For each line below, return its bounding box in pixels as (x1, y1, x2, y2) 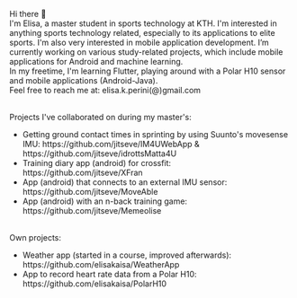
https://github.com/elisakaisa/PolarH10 (22, 278, 167, 289)
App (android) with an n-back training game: (22, 196, 187, 206)
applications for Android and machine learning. (9, 57, 184, 66)
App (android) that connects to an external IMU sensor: (22, 177, 228, 188)
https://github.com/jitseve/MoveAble (22, 187, 158, 197)
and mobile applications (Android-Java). (9, 75, 158, 85)
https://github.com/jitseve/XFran (22, 167, 143, 178)
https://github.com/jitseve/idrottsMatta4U (22, 148, 177, 159)
